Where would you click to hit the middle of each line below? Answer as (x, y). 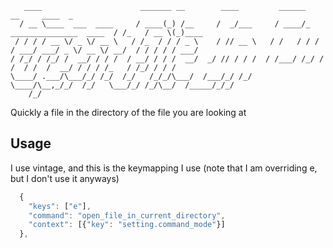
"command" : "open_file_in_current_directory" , (127, 215)
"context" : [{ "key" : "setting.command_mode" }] (127, 225)
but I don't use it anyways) (65, 178)
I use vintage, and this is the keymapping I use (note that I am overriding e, (164, 168)
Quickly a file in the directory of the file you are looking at (128, 112)
